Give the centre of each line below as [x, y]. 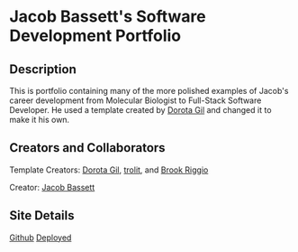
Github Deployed [41, 238]
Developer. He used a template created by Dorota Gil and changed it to [140, 110]
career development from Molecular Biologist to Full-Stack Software [135, 100]
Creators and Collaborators [87, 148]
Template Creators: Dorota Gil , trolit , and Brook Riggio [109, 170]
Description [43, 69]
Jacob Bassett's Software [108, 17]
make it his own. [40, 120]
